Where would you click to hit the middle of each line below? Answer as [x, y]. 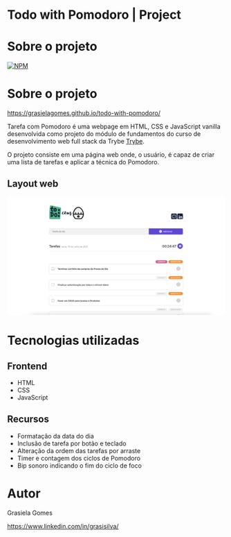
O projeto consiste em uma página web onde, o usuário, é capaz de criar [111, 155]
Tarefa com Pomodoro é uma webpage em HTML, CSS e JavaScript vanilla [114, 127]
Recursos [28, 419]
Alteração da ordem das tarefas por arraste [79, 450]
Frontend [27, 366]
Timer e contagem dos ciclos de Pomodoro [78, 458]
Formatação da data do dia [56, 436]
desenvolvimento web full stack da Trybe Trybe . [76, 142]
